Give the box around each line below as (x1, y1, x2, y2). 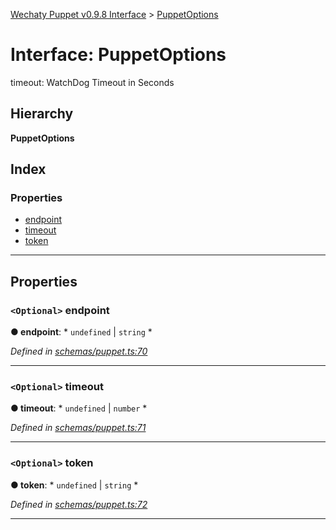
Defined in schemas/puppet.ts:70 (10, 345, 148, 358)
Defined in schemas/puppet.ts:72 (10, 498, 148, 510)
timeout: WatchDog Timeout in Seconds (10, 76, 175, 88)
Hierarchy (10, 105, 74, 123)
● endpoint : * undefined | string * (10, 326, 153, 338)
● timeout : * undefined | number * (10, 402, 148, 414)
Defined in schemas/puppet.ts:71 (10, 422, 147, 434)
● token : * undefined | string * (10, 479, 139, 491)
